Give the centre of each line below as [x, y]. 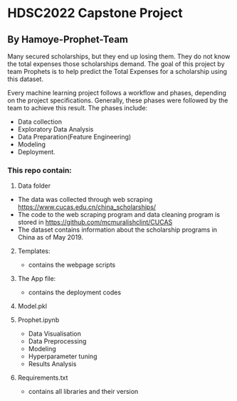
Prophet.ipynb [38, 320]
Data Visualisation [55, 334]
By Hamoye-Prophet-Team [68, 39]
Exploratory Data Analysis [56, 129]
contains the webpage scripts [72, 265]
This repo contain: [40, 170]
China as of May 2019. [50, 237]
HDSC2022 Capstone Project [95, 13]
